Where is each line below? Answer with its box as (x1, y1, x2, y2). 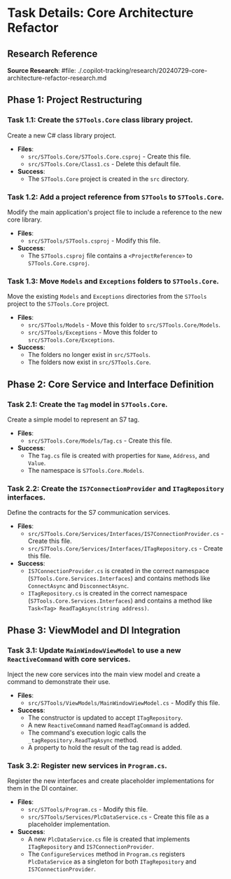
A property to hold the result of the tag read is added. (27, 743, 183, 751)
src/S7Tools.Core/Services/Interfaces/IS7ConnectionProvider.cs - (27, 530, 224, 538)
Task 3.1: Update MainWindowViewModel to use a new (7, 645, 181, 655)
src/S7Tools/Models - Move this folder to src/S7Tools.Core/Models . (27, 321, 220, 329)
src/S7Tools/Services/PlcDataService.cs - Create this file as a (27, 812, 209, 821)
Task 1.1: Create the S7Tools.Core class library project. (7, 115, 193, 125)
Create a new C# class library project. (7, 131, 117, 140)
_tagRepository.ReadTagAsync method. (27, 735, 139, 744)
